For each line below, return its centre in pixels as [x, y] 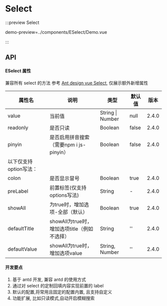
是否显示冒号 [65, 178]
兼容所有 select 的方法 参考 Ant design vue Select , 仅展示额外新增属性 [77, 83]
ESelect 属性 [18, 71]
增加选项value [66, 253]
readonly [18, 128]
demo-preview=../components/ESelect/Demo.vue [56, 32]
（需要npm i [64, 145]
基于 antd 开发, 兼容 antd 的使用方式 [49, 279]
